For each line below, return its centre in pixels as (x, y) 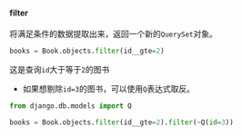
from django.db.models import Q (71, 106)
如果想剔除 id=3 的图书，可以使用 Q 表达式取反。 (109, 89)
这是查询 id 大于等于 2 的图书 (60, 70)
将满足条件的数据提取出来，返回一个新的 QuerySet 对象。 (114, 34)
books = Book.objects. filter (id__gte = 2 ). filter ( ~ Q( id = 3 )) (121, 122)
